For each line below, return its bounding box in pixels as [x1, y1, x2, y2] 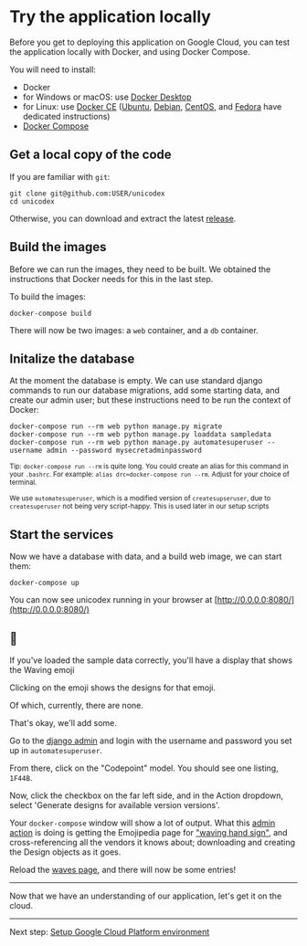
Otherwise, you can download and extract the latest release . [9, 213, 237, 224]
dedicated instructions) [22, 110, 111, 121]
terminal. [9, 478, 37, 488]
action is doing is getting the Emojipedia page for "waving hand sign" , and [9, 827, 288, 837]
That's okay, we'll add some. [9, 718, 117, 728]
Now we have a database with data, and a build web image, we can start [9, 551, 282, 562]
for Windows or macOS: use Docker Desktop [22, 91, 192, 102]
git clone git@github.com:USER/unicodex [9, 189, 166, 198]
